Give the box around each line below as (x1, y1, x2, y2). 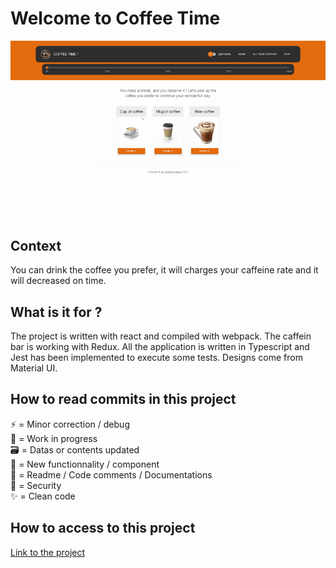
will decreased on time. (10, 275, 107, 287)
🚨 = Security (10, 479, 62, 491)
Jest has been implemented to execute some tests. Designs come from (10, 351, 303, 363)
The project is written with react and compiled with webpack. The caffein (10, 330, 312, 342)
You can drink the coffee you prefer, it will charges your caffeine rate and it (10, 264, 319, 276)
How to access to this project (10, 520, 196, 537)
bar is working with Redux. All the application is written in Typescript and (10, 340, 310, 352)
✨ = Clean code (10, 490, 76, 502)
